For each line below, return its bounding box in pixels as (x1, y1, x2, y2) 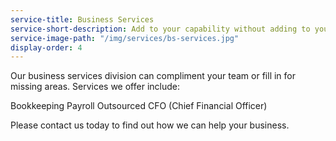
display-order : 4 (10, 42, 83, 53)
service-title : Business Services (10, 14, 155, 25)
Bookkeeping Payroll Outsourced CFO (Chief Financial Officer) (10, 100, 268, 112)
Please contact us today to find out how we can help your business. (10, 119, 290, 131)
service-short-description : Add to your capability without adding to (10, 24, 311, 34)
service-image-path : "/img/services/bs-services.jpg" (10, 33, 240, 43)
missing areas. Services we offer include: (10, 81, 180, 93)
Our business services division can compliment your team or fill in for (10, 70, 297, 82)
